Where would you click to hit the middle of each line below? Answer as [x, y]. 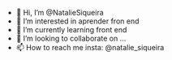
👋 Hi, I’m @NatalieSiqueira [60, 13]
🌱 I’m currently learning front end [71, 30]
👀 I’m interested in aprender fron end [77, 21]
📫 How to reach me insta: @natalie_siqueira [90, 47]
